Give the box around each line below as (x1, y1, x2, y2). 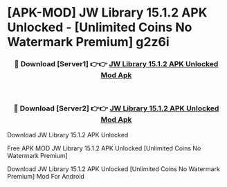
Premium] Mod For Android (7, 172, 85, 180)
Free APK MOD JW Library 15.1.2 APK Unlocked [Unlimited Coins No (7, 144, 201, 152)
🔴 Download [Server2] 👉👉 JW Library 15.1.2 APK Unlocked (13, 104, 219, 113)
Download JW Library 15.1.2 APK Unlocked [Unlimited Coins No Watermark (7, 164, 220, 173)
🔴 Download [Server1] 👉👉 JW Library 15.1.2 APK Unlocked (14, 59, 219, 69)
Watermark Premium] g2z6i (7, 35, 170, 50)
